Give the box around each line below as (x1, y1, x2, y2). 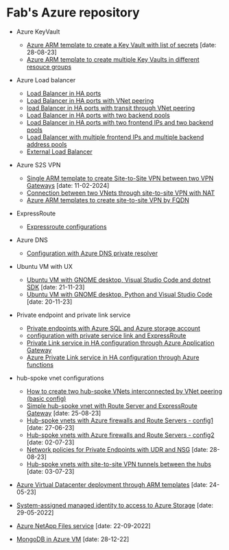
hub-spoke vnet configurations (16, 374, 104, 382)
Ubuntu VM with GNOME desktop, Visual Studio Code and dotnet (26, 276, 211, 284)
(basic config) (26, 394, 67, 403)
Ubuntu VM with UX (16, 262, 73, 270)
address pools (26, 140, 67, 148)
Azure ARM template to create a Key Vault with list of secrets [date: (26, 40, 217, 49)
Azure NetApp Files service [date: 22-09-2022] (16, 521, 152, 529)
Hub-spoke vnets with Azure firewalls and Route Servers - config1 (26, 416, 214, 425)
